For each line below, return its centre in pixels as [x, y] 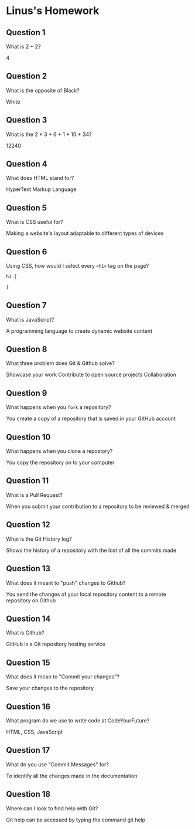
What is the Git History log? [39, 539]
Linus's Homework [53, 11]
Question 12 [28, 525]
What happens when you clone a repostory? [59, 451]
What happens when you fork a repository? [59, 407]
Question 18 [28, 794]
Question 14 [28, 618]
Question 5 [27, 208]
